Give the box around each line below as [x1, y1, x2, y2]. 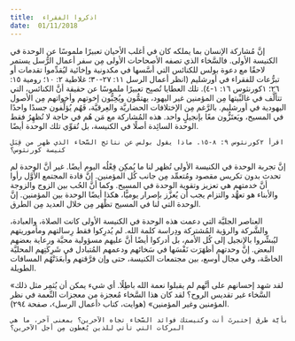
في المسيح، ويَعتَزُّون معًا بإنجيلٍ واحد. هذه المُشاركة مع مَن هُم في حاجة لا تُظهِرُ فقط [10, 111, 284, 122]
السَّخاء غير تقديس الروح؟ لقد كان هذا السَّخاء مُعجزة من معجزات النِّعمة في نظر [10, 289, 271, 299]
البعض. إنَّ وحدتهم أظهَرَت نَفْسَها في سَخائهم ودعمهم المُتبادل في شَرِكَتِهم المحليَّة [10, 244, 275, 254]
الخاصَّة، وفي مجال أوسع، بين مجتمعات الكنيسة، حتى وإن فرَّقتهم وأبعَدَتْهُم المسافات [10, 253, 283, 263]
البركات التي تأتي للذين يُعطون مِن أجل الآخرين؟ [10, 323, 185, 332]
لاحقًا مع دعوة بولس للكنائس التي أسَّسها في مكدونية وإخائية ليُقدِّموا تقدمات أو [10, 64, 266, 75]
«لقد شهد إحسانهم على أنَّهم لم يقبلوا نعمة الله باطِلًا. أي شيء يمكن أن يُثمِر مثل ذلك [10, 279, 284, 290]
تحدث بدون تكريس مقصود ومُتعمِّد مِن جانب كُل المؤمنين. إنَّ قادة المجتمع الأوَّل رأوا [10, 170, 282, 181]
